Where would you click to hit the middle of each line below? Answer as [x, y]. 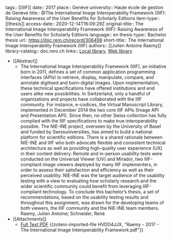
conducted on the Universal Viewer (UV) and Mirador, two [82, 159]
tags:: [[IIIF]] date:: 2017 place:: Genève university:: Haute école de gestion [84, 7]
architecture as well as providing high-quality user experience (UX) [91, 148]
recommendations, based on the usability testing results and [84, 197]
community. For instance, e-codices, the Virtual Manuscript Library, [92, 104]
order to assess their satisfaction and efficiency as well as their [87, 170]
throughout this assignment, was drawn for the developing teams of [92, 203]
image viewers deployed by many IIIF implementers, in [100, 164]
